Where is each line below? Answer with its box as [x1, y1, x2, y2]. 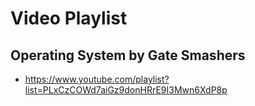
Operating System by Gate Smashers [10, 47, 246, 64]
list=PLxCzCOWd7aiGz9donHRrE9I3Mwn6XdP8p [24, 84, 228, 96]
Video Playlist [10, 7, 128, 30]
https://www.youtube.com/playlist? [24, 73, 170, 85]
